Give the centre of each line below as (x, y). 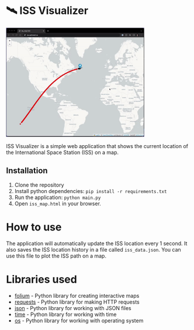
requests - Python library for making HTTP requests (77, 302)
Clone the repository (39, 185)
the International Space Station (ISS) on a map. (62, 152)
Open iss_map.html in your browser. (58, 203)
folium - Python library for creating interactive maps (77, 295)
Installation (27, 171)
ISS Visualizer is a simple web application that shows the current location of (97, 146)
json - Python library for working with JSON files (73, 308)
